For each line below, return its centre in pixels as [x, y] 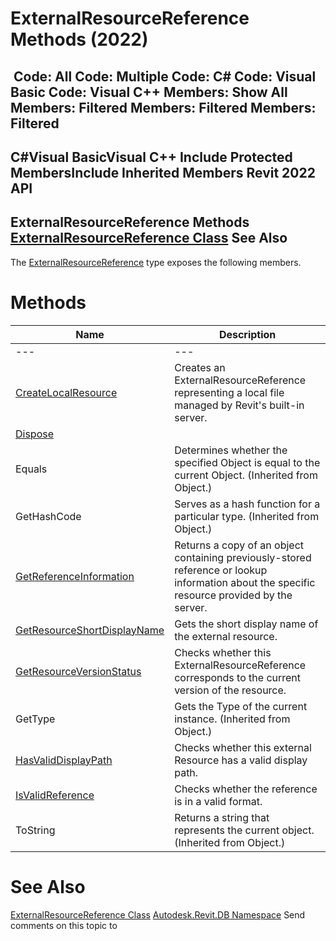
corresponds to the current [238, 677]
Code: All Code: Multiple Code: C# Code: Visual [165, 76]
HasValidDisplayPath [64, 760]
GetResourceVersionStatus [78, 671]
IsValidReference [55, 795]
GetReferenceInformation [75, 576]
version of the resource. [230, 690]
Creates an [200, 367]
